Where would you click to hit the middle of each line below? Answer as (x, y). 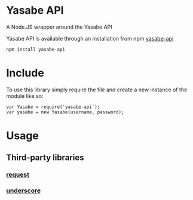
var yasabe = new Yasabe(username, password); (65, 112)
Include (25, 73)
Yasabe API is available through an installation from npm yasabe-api (90, 38)
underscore (23, 190)
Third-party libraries (45, 158)
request (18, 175)
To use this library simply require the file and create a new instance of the (97, 90)
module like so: (25, 96)
